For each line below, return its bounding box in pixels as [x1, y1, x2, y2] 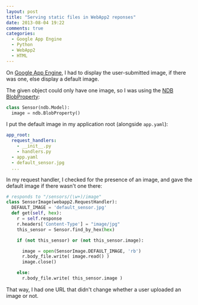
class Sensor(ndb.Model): [6, 104, 70, 110]
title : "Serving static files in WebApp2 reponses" [6, 14, 136, 20]
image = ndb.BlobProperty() [11, 110, 81, 116]
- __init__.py [17, 143, 51, 149]
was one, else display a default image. [6, 75, 99, 82]
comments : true [6, 25, 44, 31]
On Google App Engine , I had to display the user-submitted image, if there [6, 69, 186, 76]
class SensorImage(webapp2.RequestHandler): [6, 199, 118, 205]
